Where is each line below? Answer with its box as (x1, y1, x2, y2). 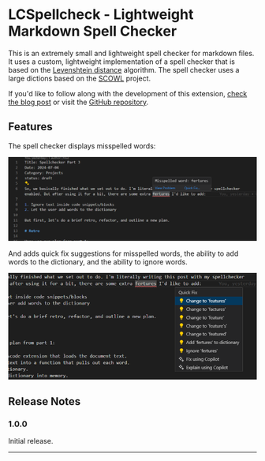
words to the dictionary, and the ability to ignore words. (8, 257, 188, 266)
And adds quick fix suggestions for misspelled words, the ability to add (8, 249, 239, 258)
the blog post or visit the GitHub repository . (8, 97, 149, 107)
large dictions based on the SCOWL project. (8, 73, 151, 83)
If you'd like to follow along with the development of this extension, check (8, 88, 248, 98)
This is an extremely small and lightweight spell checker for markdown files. (8, 48, 255, 58)
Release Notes (8, 395, 81, 408)
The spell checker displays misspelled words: (8, 141, 156, 151)
